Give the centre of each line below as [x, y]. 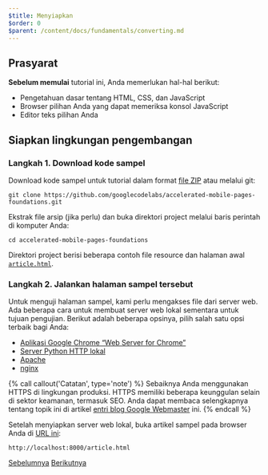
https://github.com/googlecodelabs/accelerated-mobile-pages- [150, 195]
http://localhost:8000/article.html [69, 448]
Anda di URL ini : [35, 433]
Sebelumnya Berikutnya [47, 463]
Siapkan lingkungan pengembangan [100, 140]
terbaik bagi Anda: [39, 327]
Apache [33, 360]
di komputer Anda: [39, 225]
